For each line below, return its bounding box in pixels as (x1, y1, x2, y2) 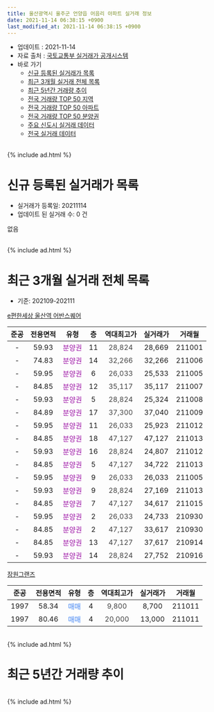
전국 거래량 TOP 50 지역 (27, 95, 93, 103)
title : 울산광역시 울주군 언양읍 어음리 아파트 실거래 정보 (7, 10, 152, 17)
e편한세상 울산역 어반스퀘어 (7, 311, 82, 320)
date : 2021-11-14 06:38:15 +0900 (7, 17, 104, 24)
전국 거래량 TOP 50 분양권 (27, 112, 99, 121)
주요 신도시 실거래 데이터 (27, 121, 95, 129)
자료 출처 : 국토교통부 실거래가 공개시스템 (17, 51, 129, 60)
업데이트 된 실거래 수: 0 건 (17, 210, 88, 218)
